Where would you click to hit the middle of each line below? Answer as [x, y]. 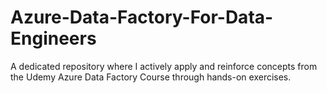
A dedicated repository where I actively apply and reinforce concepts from [164, 66]
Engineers [53, 38]
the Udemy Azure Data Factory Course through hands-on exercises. [151, 77]
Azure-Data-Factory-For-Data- [142, 17]
